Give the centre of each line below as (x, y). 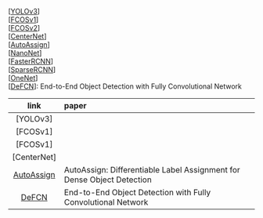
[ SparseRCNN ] (32, 69)
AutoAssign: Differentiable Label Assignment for (152, 170)
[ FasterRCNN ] (31, 61)
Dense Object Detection (108, 180)
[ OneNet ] (23, 78)
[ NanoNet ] (25, 53)
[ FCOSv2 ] (24, 28)
